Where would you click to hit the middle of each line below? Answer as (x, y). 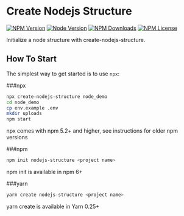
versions (17, 138)
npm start (19, 119)
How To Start (31, 59)
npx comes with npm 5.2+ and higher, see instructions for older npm (92, 131)
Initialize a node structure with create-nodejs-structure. (76, 40)
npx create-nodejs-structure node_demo (57, 96)
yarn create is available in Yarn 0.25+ (53, 206)
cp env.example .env (33, 108)
